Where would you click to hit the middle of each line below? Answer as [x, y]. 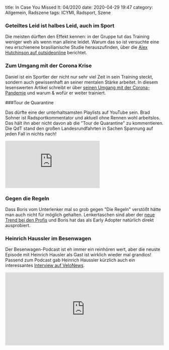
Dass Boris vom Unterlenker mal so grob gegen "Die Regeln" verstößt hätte [83, 209]
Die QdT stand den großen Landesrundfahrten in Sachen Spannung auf [79, 128]
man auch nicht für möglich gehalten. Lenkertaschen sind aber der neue [80, 215]
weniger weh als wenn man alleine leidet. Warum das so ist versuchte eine [82, 42]
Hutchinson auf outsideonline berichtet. [46, 53]
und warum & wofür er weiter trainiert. [66, 93]
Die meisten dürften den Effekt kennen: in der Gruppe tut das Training [77, 37]
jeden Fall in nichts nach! [31, 133]
